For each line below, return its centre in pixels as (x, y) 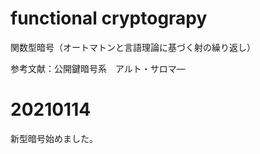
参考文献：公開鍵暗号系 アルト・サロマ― (98, 68)
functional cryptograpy (109, 18)
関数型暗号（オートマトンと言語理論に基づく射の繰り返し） (133, 47)
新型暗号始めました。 (54, 138)
